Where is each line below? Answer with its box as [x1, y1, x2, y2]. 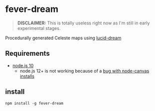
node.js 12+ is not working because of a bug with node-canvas [19, 68, 150, 74]
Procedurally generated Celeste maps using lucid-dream [5, 35, 122, 41]
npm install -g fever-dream [5, 101, 64, 106]
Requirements [5, 49, 50, 58]
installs [19, 73, 35, 79]
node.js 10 [12, 62, 34, 68]
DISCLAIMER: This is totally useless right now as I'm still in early [17, 20, 150, 26]
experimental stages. [17, 25, 61, 31]
